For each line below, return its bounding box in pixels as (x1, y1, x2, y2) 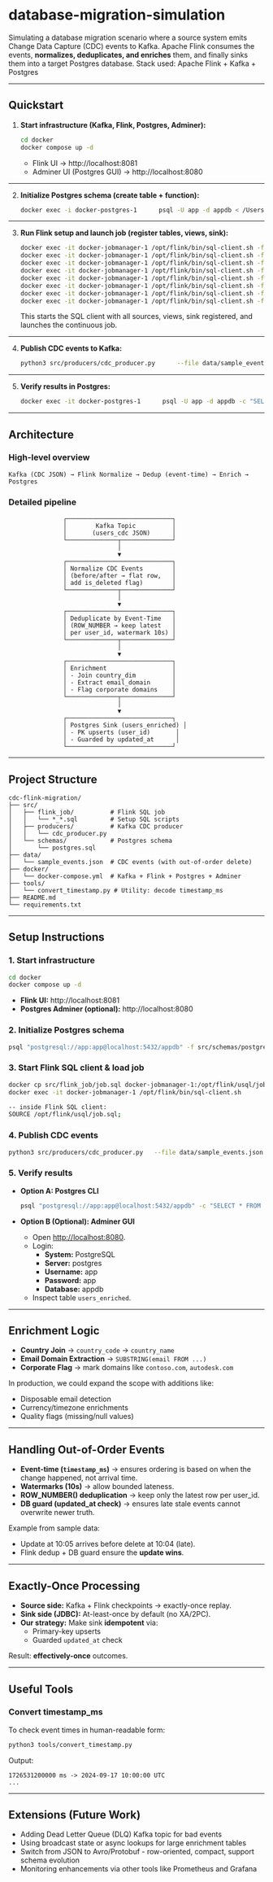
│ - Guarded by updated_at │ (63, 736, 180, 744)
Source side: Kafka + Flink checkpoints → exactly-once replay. (19, 1600, 232, 1610)
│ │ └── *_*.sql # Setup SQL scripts (8, 815, 180, 823)
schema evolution (19, 1855, 80, 1865)
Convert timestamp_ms (8, 1706, 103, 1718)
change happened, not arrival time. (19, 1473, 138, 1482)
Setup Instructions (8, 930, 105, 945)
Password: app (44, 1275, 97, 1285)
